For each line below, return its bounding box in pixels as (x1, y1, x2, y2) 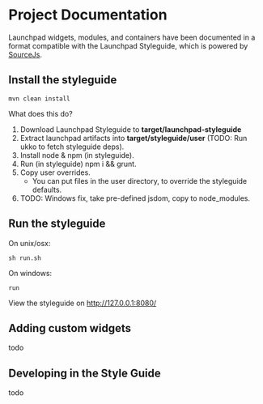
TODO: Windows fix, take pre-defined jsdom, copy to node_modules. (19, 193, 251, 203)
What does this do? (8, 108, 73, 118)
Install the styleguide (8, 73, 117, 87)
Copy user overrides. (19, 168, 91, 177)
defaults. (32, 185, 62, 194)
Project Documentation (8, 6, 168, 24)
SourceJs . (8, 49, 43, 59)
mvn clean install (8, 95, 70, 103)
